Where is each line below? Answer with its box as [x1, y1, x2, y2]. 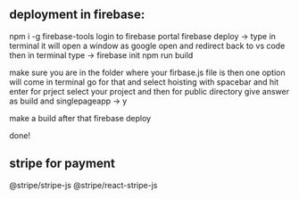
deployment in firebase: [9, 7, 145, 22]
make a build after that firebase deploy [9, 112, 152, 123]
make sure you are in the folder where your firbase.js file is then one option [9, 67, 286, 78]
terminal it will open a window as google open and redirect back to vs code [9, 40, 286, 51]
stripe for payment [9, 156, 116, 171]
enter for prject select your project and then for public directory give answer [9, 86, 290, 96]
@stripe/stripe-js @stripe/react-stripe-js [9, 179, 158, 190]
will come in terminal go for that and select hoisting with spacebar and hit [9, 76, 279, 87]
